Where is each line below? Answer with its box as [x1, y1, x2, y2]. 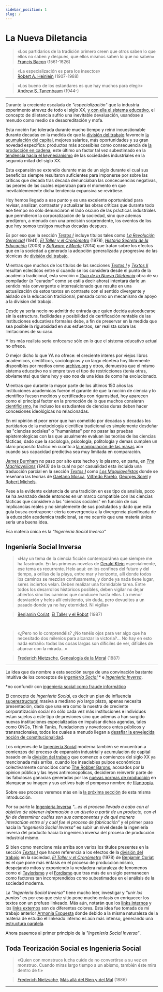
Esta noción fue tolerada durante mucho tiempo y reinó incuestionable [5, 127, 146, 133]
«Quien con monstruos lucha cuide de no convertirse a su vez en [17, 957, 148, 963]
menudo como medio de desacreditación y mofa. [5, 118, 104, 123]
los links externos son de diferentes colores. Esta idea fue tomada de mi [5, 905, 149, 911]
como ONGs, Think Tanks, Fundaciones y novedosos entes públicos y [5, 724, 145, 730]
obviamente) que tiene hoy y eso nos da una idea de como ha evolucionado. [5, 373, 158, 379]
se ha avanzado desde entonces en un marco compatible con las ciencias [5, 493, 153, 499]
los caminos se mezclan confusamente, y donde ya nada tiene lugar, [17, 576, 154, 582]
